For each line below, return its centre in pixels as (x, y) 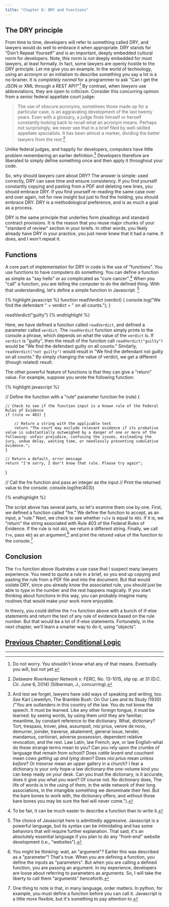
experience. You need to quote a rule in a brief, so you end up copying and (82, 574)
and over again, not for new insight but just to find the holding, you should (82, 197)
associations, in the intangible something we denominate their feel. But (86, 790)
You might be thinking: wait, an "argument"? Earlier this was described (86, 852)
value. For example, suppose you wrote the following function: (70, 377)
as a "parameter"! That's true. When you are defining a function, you (83, 857)
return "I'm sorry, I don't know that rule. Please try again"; (74, 463)
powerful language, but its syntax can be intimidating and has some (82, 826)
